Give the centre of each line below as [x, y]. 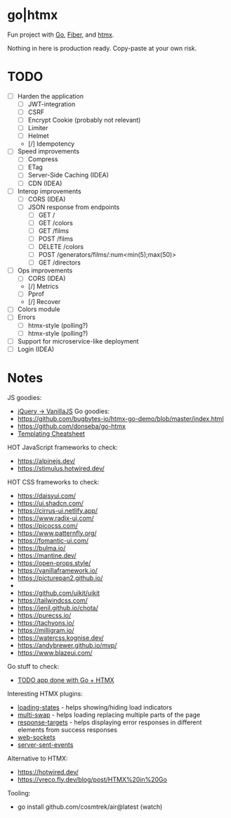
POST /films [56, 239]
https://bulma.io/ [41, 548]
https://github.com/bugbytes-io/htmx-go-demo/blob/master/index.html [120, 418]
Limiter [38, 128]
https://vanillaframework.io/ [58, 570]
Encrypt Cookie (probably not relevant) [84, 120]
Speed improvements [48, 151]
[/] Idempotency [51, 144]
